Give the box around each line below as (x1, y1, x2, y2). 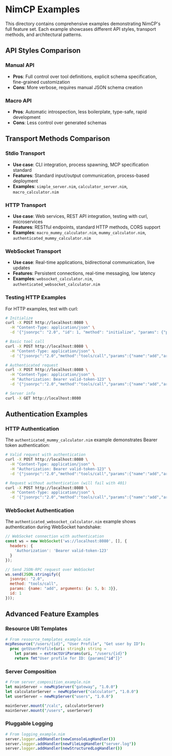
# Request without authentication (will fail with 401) (5, 480, 127, 485)
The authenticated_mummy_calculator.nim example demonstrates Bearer (5, 437, 158, 443)
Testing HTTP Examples (5, 294, 67, 301)
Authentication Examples (5, 410, 88, 419)
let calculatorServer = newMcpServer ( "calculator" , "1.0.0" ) (5, 689, 139, 694)
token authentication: (5, 442, 50, 448)
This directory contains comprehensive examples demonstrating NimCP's (5, 21, 161, 27)
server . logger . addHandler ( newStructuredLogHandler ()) (5, 746, 123, 751)
